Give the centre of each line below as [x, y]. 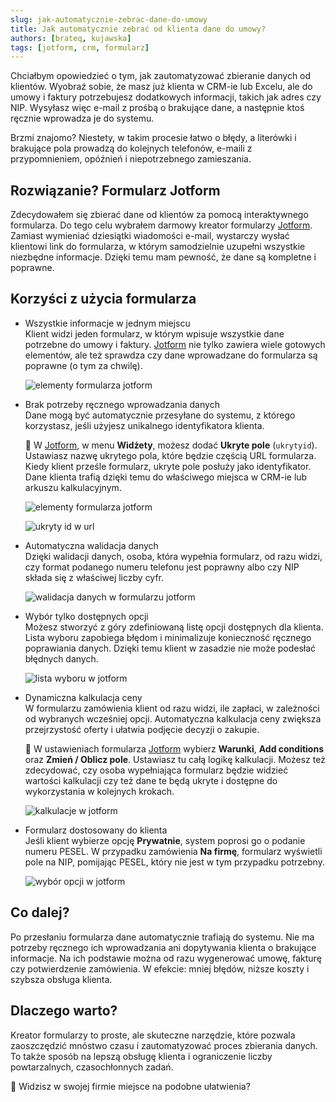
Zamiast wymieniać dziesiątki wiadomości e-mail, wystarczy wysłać [150, 236]
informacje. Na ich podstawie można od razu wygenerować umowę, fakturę [166, 958]
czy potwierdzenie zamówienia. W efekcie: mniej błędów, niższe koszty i [160, 968]
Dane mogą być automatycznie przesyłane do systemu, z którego [160, 415]
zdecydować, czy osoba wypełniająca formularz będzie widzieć [156, 770]
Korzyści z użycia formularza [103, 299]
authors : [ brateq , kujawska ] [71, 38]
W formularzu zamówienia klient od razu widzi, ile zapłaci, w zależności [172, 708]
